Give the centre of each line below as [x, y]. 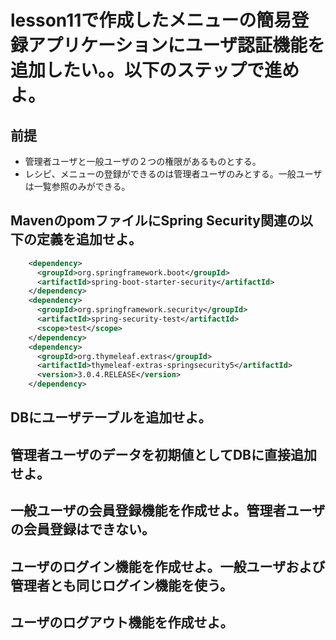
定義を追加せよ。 [89, 239]
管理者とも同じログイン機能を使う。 [121, 585]
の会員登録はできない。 [82, 529]
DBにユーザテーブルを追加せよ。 [111, 417]
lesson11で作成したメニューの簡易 [151, 20]
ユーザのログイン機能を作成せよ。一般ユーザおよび [168, 566]
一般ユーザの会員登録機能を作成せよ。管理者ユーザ [168, 511]
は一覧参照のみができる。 [77, 186]
